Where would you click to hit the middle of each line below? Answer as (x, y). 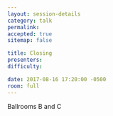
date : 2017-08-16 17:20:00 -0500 (57, 79)
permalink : (23, 27)
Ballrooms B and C (34, 106)
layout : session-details (44, 14)
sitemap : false (30, 41)
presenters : (25, 60)
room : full (23, 86)
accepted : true (30, 34)
